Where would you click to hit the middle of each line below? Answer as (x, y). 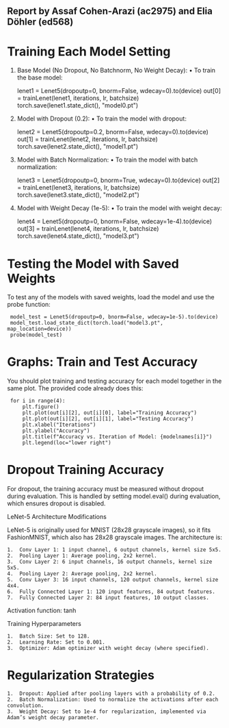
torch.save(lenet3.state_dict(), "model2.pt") (78, 195)
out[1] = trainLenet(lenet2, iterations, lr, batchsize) (87, 139)
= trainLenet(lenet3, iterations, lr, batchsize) (79, 188)
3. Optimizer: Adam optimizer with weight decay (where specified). (108, 649)
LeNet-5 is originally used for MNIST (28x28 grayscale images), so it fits (109, 530)
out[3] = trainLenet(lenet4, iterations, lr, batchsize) (88, 229)
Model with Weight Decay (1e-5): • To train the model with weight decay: (119, 208)
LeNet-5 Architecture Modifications (57, 517)
